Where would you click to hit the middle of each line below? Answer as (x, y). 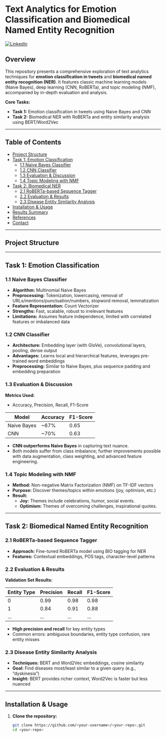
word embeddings (46, 361)
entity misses (26, 639)
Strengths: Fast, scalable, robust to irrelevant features (68, 311)
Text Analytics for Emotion (61, 9)
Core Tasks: (18, 102)
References (24, 217)
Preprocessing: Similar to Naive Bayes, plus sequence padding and (81, 366)
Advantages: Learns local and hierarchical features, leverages (76, 356)
